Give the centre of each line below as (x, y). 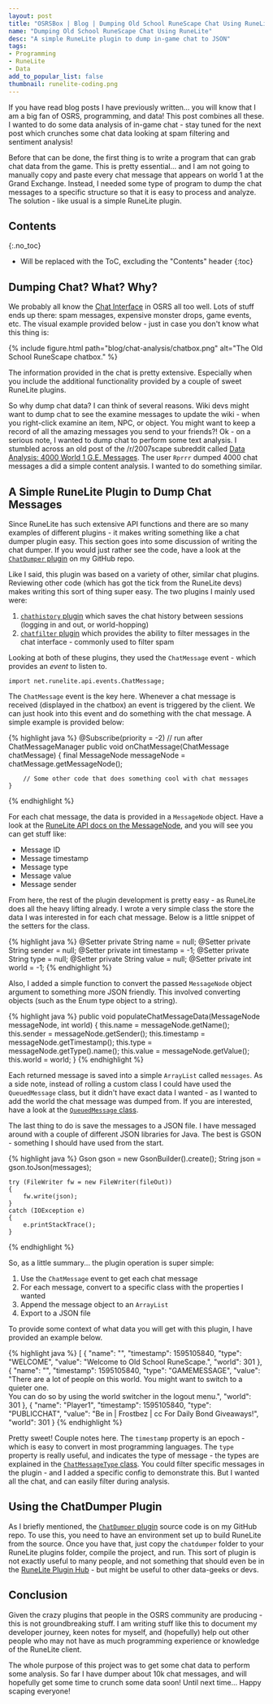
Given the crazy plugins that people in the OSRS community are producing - (135, 1615)
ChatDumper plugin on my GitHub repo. (72, 559)
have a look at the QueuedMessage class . (74, 1110)
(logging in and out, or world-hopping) (84, 624)
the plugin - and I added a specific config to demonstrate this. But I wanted (134, 1472)
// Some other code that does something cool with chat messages (136, 778)
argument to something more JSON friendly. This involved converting (125, 992)
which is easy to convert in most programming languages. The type (121, 1446)
